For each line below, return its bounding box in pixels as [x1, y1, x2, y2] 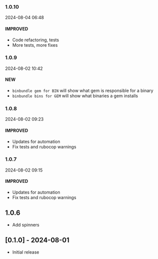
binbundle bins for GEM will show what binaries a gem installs [12, 93, 138, 99]
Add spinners [12, 222, 40, 228]
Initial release [12, 249, 39, 255]
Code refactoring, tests [12, 37, 59, 43]
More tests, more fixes [12, 42, 58, 48]
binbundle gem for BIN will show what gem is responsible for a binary [12, 87, 154, 93]
